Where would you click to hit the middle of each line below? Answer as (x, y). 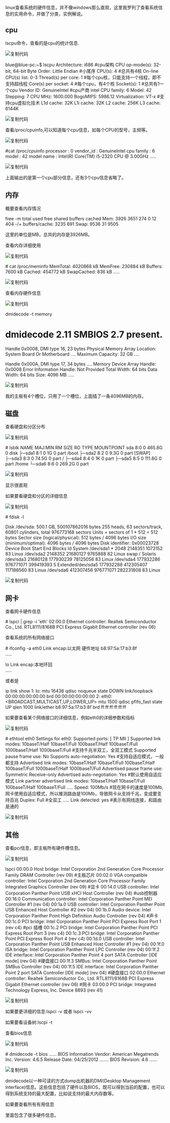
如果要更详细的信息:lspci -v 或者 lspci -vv (48, 1011)
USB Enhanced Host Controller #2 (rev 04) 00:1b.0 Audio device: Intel (78, 910)
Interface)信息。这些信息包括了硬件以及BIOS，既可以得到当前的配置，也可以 (85, 1087)
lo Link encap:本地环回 (29, 665)
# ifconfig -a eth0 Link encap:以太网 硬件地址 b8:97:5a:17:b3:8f (71, 648)
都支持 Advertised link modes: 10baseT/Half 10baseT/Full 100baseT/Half (80, 763)
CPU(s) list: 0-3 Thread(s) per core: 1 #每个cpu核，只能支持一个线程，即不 (83, 77)
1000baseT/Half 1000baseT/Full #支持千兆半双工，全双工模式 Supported (81, 750)
